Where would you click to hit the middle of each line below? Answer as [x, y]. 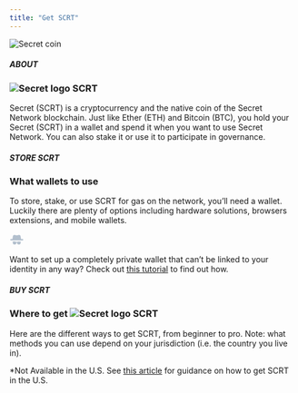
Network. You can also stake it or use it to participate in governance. [138, 136]
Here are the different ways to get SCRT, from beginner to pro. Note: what [148, 333]
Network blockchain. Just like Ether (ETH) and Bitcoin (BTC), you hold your [149, 117]
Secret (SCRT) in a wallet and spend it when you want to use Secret [136, 127]
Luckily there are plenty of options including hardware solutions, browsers [149, 211]
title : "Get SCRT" [44, 18]
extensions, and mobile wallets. [68, 221]
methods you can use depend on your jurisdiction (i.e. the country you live [149, 343]
